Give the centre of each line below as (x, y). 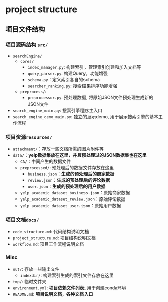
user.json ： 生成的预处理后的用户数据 (66, 186)
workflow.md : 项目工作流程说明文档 (48, 244)
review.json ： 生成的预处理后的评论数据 (69, 180)
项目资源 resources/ (29, 137)
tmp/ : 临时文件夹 (29, 281)
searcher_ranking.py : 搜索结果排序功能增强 (72, 86)
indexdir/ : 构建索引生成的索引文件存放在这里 (67, 275)
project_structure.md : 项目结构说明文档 (54, 238)
